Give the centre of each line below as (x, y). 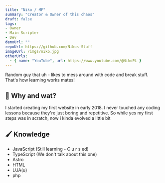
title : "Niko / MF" (25, 10)
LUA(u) (20, 170)
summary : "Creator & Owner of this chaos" (50, 14)
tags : (11, 24)
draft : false (19, 19)
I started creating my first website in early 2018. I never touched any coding (83, 108)
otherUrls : (16, 56)
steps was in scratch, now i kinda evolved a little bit (58, 118)
